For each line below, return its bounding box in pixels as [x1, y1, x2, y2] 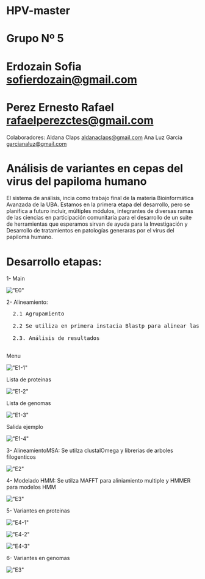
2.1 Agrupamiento [12, 311, 65, 317]
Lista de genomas [6, 400, 51, 407]
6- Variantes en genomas [6, 555, 70, 562]
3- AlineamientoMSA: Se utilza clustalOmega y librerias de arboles [6, 447, 174, 455]
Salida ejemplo [6, 423, 44, 431]
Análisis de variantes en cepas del [6, 161, 184, 175]
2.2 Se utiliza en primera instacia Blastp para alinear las [12, 323, 200, 329]
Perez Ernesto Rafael [6, 100, 114, 114]
